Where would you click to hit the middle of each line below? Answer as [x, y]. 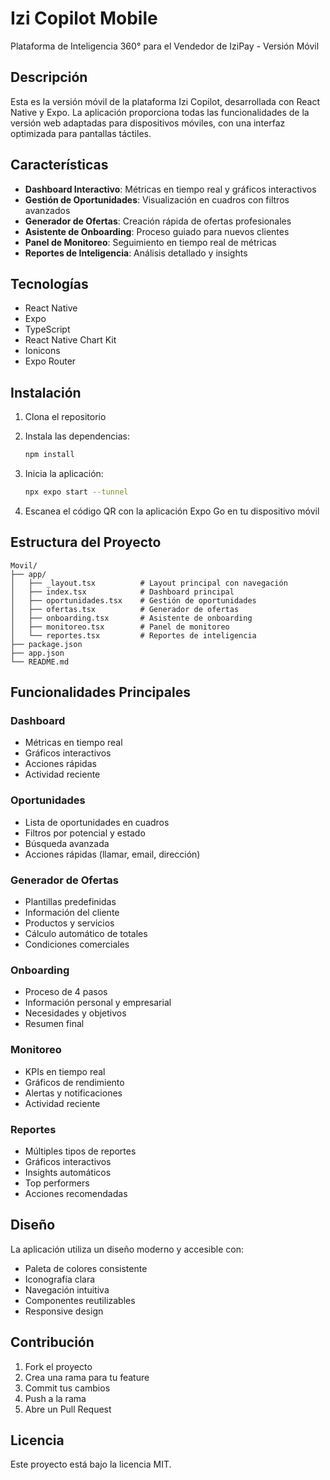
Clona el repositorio [65, 417]
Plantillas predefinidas [70, 902]
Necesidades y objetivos [75, 1013]
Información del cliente [72, 913]
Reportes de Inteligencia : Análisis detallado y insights [136, 253]
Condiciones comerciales [77, 944]
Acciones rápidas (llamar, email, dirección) [112, 854]
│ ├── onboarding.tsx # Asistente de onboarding [131, 618]
